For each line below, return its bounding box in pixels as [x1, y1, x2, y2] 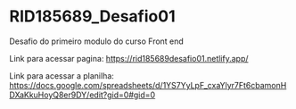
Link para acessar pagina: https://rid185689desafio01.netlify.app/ [9, 53, 249, 63]
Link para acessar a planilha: [9, 70, 114, 81]
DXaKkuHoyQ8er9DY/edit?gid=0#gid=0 [9, 89, 156, 100]
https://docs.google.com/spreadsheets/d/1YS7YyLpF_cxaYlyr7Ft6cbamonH [9, 80, 287, 90]
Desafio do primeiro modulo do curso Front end [9, 36, 185, 46]
